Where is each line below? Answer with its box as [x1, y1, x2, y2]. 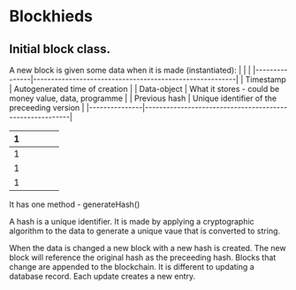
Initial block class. [9, 42, 110, 57]
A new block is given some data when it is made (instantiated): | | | [9, 65, 252, 75]
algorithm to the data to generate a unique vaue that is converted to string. [9, 225, 281, 236]
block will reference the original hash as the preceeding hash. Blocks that [9, 252, 277, 263]
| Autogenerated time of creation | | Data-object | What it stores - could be [9, 84, 280, 94]
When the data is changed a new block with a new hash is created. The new [9, 243, 286, 253]
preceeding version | [9, 103, 85, 112]
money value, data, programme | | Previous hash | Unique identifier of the [9, 93, 277, 103]
